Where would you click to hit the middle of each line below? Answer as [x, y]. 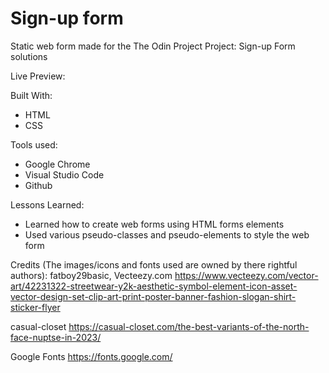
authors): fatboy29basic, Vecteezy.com [91, 275]
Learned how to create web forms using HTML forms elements [154, 224]
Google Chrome [57, 164]
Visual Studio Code [64, 174]
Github [38, 185]
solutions [29, 56]
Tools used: [34, 144]
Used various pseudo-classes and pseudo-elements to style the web [167, 234]
